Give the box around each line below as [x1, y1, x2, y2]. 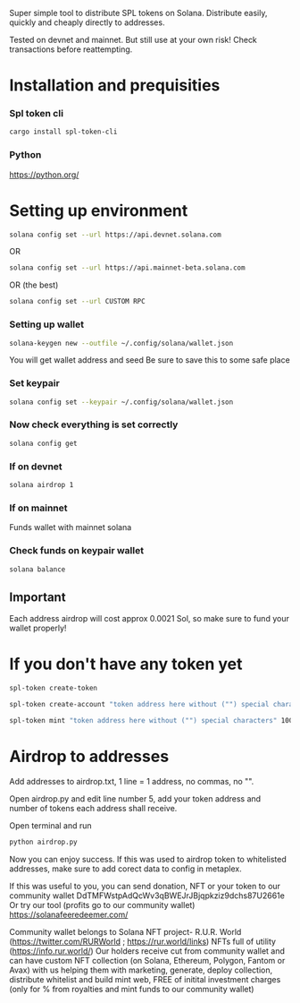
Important [9, 589, 66, 604]
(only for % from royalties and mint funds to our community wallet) [9, 983, 254, 994]
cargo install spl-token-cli [9, 127, 118, 137]
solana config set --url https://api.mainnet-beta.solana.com [9, 263, 246, 272]
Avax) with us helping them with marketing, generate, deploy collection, [9, 964, 273, 975]
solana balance [9, 564, 66, 574]
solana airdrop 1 [9, 481, 74, 490]
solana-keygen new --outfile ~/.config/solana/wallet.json [9, 339, 234, 347]
